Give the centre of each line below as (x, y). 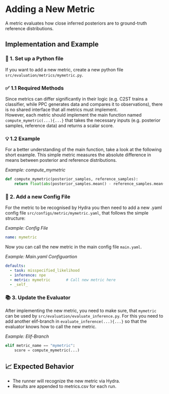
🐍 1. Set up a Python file (34, 59)
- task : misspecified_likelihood (45, 271)
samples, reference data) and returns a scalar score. (60, 125)
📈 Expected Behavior (40, 366)
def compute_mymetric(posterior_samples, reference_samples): (72, 179)
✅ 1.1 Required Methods (34, 88)
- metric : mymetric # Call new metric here (63, 280)
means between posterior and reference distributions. (61, 160)
